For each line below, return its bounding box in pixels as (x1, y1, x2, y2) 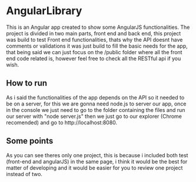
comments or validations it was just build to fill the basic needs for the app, (6, 42, 188, 49)
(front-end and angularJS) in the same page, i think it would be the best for (6, 158, 188, 165)
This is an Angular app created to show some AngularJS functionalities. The (6, 24, 190, 31)
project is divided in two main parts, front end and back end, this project (6, 29, 181, 37)
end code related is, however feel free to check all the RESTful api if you (6, 55, 181, 62)
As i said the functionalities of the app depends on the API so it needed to (6, 94, 185, 101)
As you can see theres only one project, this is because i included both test (6, 151, 188, 158)
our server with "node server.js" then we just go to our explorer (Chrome (6, 112, 182, 120)
